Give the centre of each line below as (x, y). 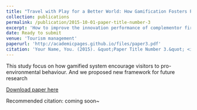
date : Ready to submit (34, 33)
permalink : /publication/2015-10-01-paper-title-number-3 (78, 22)
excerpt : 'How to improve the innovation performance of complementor (94, 28)
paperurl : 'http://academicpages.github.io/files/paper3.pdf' (84, 44)
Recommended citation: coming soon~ (53, 101)
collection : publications (38, 17)
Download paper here (32, 89)
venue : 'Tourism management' (42, 38)
